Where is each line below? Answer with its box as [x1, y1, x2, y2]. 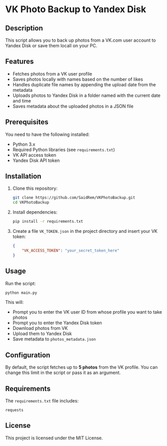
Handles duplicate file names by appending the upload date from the [12, 81, 156, 87]
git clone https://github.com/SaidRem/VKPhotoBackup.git [12, 195, 136, 200]
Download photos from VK [12, 325, 68, 331]
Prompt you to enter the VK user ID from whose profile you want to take [12, 309, 162, 315]
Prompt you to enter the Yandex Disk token [12, 320, 102, 326]
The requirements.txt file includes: [5, 398, 79, 404]
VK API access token [12, 152, 57, 158]
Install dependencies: [12, 209, 58, 215]
